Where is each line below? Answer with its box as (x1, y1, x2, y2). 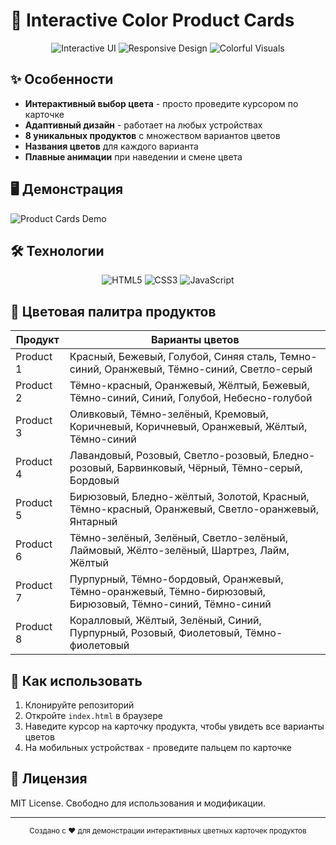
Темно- (279, 350, 318, 364)
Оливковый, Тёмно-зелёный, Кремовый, (69, 407, 269, 421)
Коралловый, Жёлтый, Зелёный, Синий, (69, 614, 262, 628)
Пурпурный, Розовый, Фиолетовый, (69, 626, 243, 640)
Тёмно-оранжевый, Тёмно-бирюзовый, (69, 585, 266, 599)
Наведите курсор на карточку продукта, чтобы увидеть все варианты (24, 720, 325, 732)
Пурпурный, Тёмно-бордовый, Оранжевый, (69, 572, 284, 586)
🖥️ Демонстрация (10, 181, 124, 198)
